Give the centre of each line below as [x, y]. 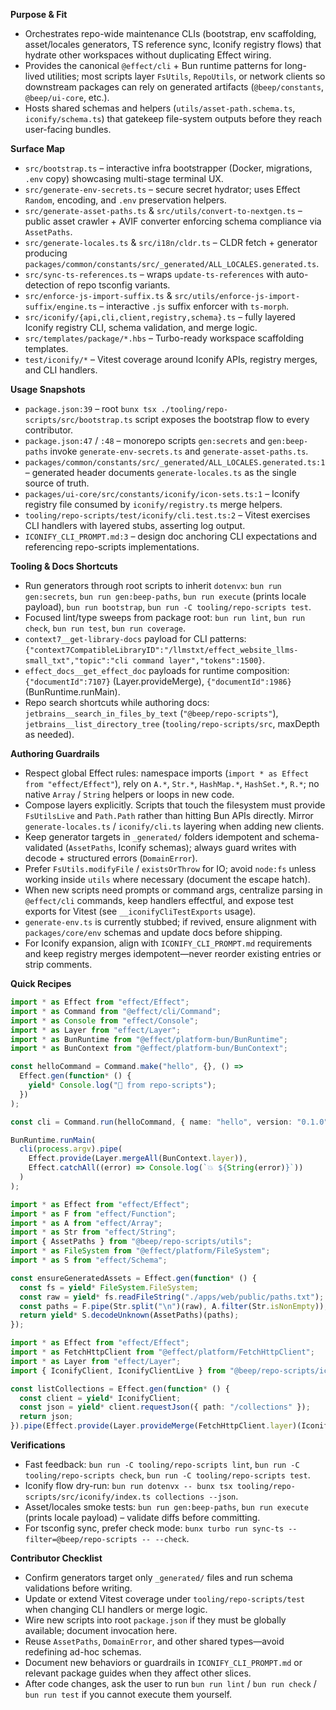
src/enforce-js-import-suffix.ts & [98, 295]
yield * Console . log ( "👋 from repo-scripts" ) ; [122, 1085]
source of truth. [57, 483]
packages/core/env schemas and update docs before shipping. [153, 932]
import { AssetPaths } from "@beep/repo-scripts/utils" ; [131, 1242]
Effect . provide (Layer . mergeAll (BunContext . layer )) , [138, 1159]
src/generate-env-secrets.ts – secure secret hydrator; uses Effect [162, 189]
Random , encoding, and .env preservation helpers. [125, 200]
